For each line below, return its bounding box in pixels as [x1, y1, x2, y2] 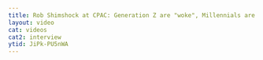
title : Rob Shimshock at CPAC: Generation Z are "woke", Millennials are [8, 11, 256, 19]
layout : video [8, 19, 55, 26]
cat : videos [8, 26, 47, 34]
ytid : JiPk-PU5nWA [8, 41, 69, 48]
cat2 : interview [8, 33, 61, 41]
